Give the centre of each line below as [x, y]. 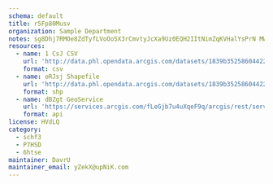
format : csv [43, 69]
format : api [43, 115]
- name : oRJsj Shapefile [58, 77]
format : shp [43, 92]
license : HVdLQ [34, 122]
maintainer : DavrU [39, 160]
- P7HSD [29, 145]
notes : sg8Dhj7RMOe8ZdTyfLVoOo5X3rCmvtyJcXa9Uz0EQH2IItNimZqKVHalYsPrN [132, 39]
